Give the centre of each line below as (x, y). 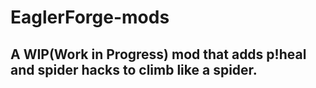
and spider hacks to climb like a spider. (134, 69)
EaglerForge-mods (90, 17)
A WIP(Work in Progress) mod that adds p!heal (158, 54)
